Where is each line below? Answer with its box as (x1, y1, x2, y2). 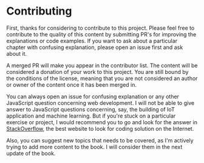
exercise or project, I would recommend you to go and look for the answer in (6, 118, 197, 125)
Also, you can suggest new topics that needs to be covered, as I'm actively (6, 136, 194, 144)
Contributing (6, 4, 72, 18)
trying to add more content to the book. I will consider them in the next (6, 143, 183, 150)
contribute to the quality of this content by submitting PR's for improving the (6, 30, 197, 38)
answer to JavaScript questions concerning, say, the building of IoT (6, 105, 175, 113)
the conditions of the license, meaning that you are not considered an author (6, 75, 198, 82)
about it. (6, 50, 27, 57)
